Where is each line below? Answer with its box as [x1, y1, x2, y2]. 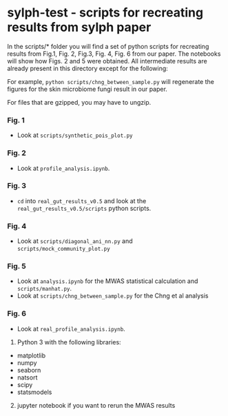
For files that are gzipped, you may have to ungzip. [7, 98, 152, 106]
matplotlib [17, 351, 46, 360]
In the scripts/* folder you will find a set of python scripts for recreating [7, 42, 209, 50]
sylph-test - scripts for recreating [7, 5, 204, 21]
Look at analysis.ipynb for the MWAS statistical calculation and [17, 277, 198, 285]
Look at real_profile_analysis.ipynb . [17, 324, 125, 333]
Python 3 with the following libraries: [17, 337, 122, 346]
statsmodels [17, 388, 52, 396]
